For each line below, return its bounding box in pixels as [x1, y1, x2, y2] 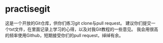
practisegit [5, 3, 50, 15]
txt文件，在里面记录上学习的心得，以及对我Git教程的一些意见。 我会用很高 [9, 26, 159, 32]
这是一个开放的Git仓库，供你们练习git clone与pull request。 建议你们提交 [5, 20, 151, 26]
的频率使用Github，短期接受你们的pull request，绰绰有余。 [5, 32, 123, 38]
